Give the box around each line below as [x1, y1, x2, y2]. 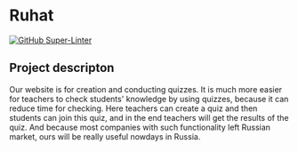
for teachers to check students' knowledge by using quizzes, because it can [9, 93, 289, 104]
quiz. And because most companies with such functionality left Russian [9, 122, 271, 132]
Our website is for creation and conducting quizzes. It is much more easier [9, 83, 283, 94]
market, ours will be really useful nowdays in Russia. [9, 131, 201, 142]
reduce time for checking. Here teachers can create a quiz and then [9, 103, 258, 114]
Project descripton [9, 60, 115, 75]
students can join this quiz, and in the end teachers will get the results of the [9, 112, 289, 123]
